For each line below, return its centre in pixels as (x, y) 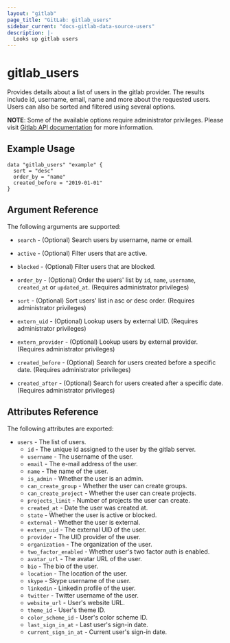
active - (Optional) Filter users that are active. (82, 253)
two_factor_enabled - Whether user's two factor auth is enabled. (118, 552)
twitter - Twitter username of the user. (83, 595)
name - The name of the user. (68, 471)
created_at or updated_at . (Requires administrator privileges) (103, 287)
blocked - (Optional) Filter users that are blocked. (86, 266)
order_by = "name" (40, 177)
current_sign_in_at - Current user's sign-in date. (97, 632)
